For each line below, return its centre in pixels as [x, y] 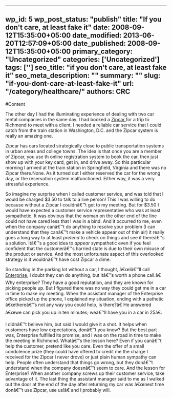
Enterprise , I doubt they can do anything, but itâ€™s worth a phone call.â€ [83, 275]
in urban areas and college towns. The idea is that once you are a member [84, 151]
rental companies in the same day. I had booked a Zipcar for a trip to [77, 119]
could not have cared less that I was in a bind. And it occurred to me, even [84, 221]
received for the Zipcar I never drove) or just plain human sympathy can [81, 357]
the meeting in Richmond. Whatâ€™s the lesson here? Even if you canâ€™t [84, 340]
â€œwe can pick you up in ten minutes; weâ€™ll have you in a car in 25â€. [84, 312]
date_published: [100, 43]
